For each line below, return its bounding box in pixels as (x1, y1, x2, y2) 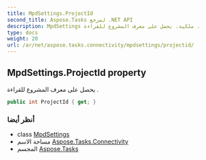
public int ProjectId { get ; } (7, 98, 96, 105)
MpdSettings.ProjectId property (7, 67, 146, 79)
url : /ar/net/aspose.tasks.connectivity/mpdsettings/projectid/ (7, 42, 194, 49)
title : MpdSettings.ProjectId (7, 10, 94, 17)
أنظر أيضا (7, 114, 35, 124)
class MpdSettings (16, 130, 70, 138)
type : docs (7, 29, 38, 36)
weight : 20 (7, 36, 38, 42)
